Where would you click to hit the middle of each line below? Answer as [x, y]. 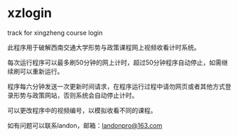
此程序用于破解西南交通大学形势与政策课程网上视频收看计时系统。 [104, 47]
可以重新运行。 [42, 71]
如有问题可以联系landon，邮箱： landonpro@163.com [85, 125]
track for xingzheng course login [55, 33]
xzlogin [29, 13]
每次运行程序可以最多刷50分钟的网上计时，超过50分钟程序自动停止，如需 [115, 62]
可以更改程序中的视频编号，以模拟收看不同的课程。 [82, 110]
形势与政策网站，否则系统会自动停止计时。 [76, 95]
